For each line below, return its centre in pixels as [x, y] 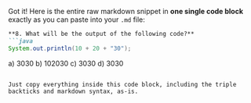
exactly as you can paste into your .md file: [76, 20]
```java [21, 41]
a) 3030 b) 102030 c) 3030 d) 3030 [66, 63]
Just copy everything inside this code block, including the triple [122, 84]
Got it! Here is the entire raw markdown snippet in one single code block [126, 11]
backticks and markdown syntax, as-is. [73, 91]
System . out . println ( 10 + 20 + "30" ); [70, 48]
